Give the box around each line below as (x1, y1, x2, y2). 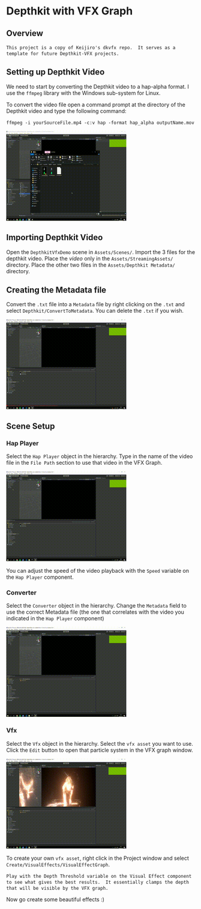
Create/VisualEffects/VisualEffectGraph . (6, 860, 110, 868)
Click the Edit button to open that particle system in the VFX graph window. (6, 746, 193, 753)
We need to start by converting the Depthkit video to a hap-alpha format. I (6, 83, 189, 90)
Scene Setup (6, 421, 55, 431)
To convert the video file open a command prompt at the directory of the (6, 101, 186, 108)
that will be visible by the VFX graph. (6, 885, 109, 891)
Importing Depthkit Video (6, 232, 103, 243)
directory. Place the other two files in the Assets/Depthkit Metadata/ (6, 261, 175, 268)
